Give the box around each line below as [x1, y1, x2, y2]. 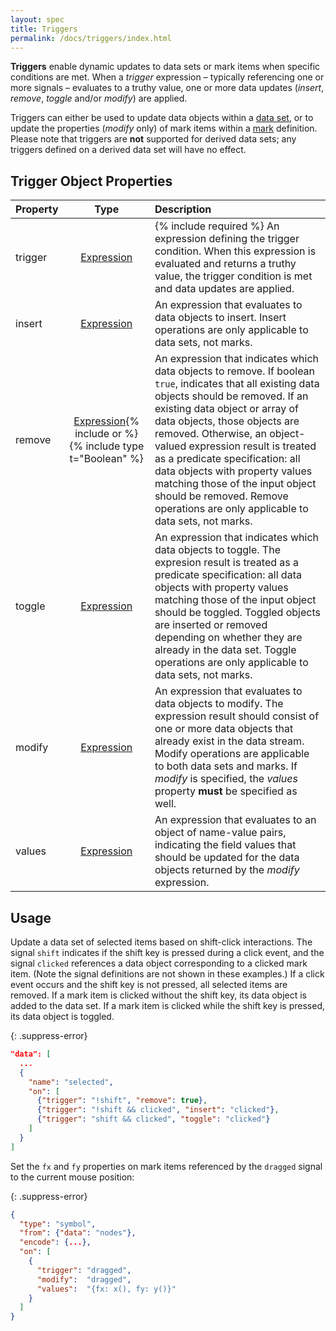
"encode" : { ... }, [19, 1237, 92, 1248]
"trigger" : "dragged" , [36, 1265, 132, 1275]
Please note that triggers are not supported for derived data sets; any [10, 133, 297, 145]
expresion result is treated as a [154, 556, 300, 570]
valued [154, 439, 187, 453]
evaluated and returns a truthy [154, 257, 297, 271]
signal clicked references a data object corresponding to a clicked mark [10, 957, 308, 969]
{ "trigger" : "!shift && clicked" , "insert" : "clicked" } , [36, 1105, 280, 1115]
